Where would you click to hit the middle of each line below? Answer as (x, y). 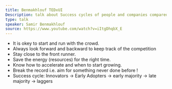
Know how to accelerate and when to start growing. (67, 65)
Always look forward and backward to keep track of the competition (84, 49)
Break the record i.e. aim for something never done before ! (75, 70)
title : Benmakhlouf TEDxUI (34, 10)
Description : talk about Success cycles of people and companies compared (87, 15)
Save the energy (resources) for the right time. (62, 60)
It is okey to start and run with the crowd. (56, 43)
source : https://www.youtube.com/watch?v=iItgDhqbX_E (64, 29)
